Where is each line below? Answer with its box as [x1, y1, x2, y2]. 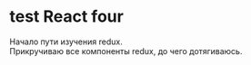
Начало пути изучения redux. [9, 36, 123, 47]
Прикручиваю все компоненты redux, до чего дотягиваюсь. [9, 45, 243, 56]
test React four [9, 6, 125, 27]
